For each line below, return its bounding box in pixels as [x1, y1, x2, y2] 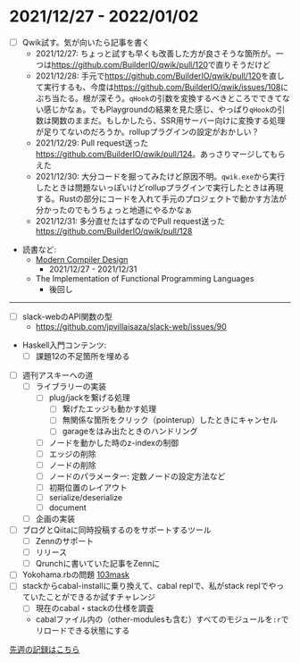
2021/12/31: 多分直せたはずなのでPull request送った [35, 216, 225, 226]
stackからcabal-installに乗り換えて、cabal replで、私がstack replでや [21, 581, 277, 592]
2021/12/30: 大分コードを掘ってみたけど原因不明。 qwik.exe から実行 [35, 172, 286, 181]
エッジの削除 [48, 449, 96, 459]
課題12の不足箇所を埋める [35, 351, 130, 362]
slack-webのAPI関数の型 [21, 311, 113, 322]
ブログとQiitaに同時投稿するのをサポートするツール [21, 525, 212, 535]
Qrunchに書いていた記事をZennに [35, 558, 161, 569]
